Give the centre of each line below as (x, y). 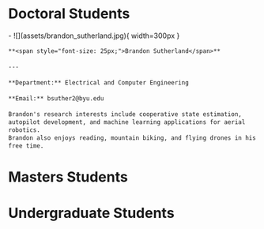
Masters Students (68, 177)
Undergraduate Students (92, 213)
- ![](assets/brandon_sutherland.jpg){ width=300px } (94, 36)
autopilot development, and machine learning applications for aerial (127, 122)
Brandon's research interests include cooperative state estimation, (125, 114)
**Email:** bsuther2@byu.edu (56, 98)
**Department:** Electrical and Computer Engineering (99, 83)
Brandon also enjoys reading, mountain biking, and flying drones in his (132, 138)
